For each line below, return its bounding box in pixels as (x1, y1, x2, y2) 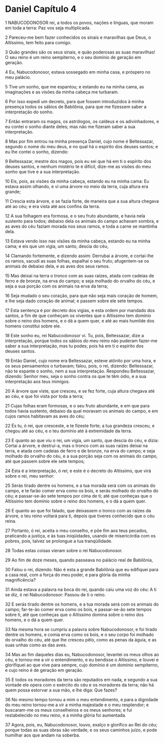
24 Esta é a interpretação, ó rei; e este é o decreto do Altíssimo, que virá (5, 468, 151, 474)
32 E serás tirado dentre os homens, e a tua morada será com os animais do (5, 601, 159, 607)
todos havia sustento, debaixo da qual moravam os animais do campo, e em (5, 408, 158, 414)
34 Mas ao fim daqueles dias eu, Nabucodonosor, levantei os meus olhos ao (5, 651, 159, 657)
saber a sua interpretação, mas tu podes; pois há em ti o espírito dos (5, 343, 144, 349)
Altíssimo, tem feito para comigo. (5, 39, 72, 45)
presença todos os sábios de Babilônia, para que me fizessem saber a (5, 104, 147, 109)
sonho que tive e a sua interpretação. (5, 168, 81, 175)
